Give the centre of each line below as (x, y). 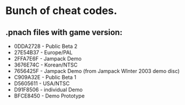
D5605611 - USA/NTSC (42, 83)
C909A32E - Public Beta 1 (45, 77)
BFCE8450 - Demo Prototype (49, 96)
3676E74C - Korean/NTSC (46, 65)
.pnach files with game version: (64, 32)
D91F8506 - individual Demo (48, 90)
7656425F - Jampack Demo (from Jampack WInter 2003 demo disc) (97, 71)
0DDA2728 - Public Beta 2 (46, 46)
